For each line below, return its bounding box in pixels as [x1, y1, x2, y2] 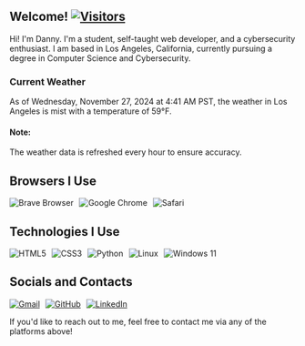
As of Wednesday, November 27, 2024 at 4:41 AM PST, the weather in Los [9, 97, 288, 107]
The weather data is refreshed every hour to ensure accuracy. [9, 147, 242, 158]
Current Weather [9, 75, 86, 87]
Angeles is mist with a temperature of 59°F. [9, 106, 172, 117]
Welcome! [9, 9, 68, 25]
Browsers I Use [9, 173, 97, 188]
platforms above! [9, 325, 73, 337]
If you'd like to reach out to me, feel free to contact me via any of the [9, 316, 267, 327]
